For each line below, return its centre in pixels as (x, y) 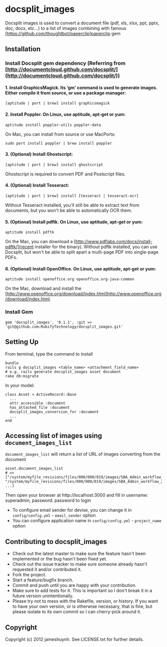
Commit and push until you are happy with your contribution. (74, 585)
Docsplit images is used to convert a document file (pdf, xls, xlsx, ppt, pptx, (82, 23)
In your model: (20, 385)
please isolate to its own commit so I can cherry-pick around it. (77, 612)
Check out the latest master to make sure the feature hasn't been (79, 554)
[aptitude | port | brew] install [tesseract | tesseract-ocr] (72, 196)
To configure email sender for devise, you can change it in (72, 510)
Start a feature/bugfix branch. (43, 580)
